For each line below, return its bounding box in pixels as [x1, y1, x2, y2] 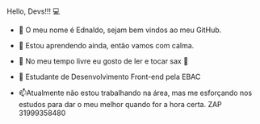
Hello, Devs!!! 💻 [6, 6, 61, 16]
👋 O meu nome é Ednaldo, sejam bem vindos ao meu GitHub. [18, 25, 222, 35]
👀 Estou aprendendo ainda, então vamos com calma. [18, 41, 195, 50]
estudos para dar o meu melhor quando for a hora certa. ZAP [18, 100, 222, 109]
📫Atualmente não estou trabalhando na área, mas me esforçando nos [18, 88, 253, 97]
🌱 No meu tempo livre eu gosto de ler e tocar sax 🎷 [18, 56, 189, 66]
